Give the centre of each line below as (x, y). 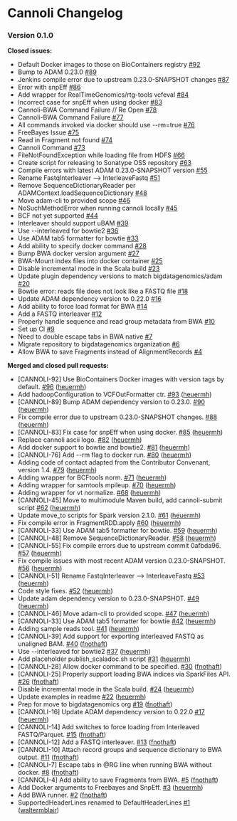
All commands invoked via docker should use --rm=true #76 (106, 125)
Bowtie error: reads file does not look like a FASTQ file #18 (103, 291)
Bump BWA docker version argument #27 (79, 253)
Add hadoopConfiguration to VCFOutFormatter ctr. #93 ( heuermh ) (115, 394)
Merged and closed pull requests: (58, 366)
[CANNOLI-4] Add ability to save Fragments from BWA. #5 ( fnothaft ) (118, 780)
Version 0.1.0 (30, 36)
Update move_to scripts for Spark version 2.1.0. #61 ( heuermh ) (109, 515)
